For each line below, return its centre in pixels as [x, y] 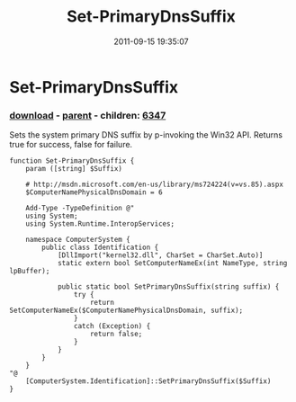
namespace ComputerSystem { [78, 240]
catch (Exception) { [112, 326]
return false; [116, 335]
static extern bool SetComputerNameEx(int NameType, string [172, 264]
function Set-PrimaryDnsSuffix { [72, 161]
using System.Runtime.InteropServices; [100, 224]
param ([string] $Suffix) [74, 169]
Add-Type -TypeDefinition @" [80, 209]
